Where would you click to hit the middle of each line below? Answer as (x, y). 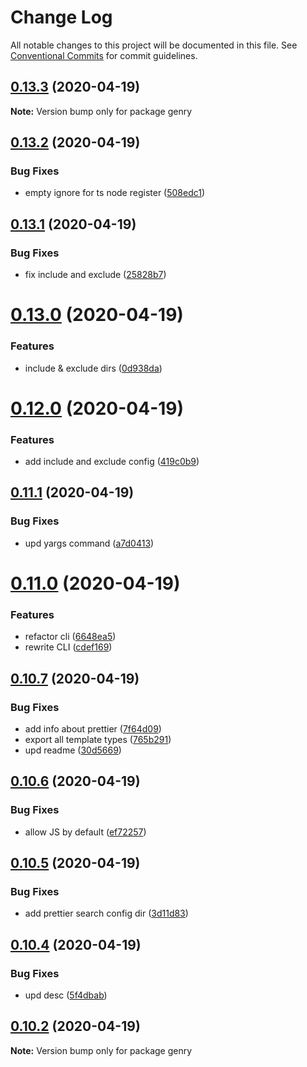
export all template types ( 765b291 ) (98, 739)
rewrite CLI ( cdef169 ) (68, 647)
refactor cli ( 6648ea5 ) (70, 637)
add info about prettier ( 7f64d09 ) (93, 728)
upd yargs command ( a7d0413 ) (89, 543)
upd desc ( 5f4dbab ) (66, 995)
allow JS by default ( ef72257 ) (85, 832)
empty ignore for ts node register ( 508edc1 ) (115, 193)
